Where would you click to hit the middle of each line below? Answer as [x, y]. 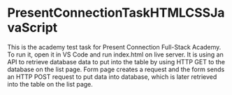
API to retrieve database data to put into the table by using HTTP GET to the [116, 61]
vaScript [32, 28]
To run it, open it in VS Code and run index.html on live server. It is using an [115, 54]
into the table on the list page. [50, 84]
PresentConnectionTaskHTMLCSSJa [116, 13]
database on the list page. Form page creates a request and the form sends [116, 69]
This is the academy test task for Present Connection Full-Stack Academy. [114, 47]
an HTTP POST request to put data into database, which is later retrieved [112, 76]
